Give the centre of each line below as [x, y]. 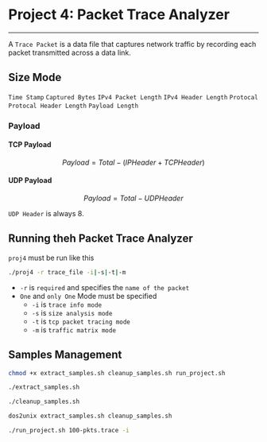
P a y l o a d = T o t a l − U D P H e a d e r [133, 198]
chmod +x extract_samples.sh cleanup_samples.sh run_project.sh [117, 373]
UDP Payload [30, 180]
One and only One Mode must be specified [88, 296]
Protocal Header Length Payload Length [74, 106]
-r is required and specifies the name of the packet [104, 287]
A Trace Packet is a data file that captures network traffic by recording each [132, 44]
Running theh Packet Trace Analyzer [101, 239]
